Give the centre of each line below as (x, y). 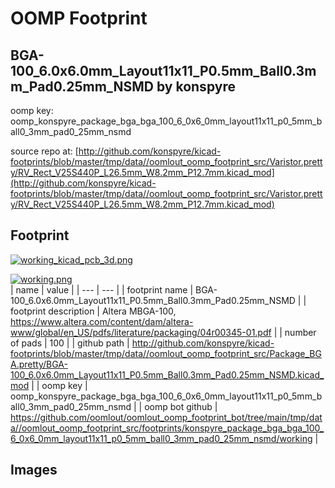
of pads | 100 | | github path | (70, 343)
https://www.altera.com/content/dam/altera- (102, 321)
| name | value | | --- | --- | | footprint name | (102, 289)
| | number (295, 332)
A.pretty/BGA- (39, 364)
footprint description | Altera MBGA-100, (93, 311)
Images (34, 470)
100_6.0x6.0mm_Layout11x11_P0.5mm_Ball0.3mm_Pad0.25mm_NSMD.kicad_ (167, 374)
